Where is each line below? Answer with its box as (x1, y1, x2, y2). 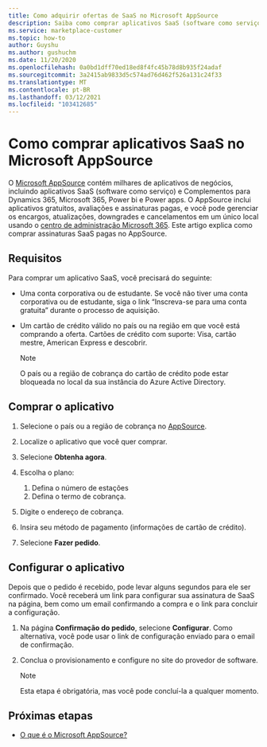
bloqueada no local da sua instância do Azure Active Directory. (19, 377, 226, 386)
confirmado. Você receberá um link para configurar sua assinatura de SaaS (8, 590, 255, 600)
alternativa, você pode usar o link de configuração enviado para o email (19, 631, 256, 641)
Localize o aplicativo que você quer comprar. (19, 436, 168, 446)
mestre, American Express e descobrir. (19, 338, 148, 347)
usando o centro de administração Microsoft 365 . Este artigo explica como (8, 221, 253, 230)
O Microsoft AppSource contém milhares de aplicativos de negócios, (8, 178, 234, 188)
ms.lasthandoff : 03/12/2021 (8, 93, 102, 101)
